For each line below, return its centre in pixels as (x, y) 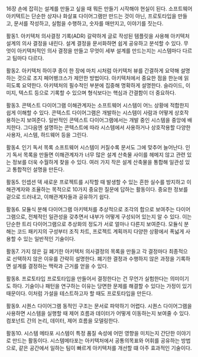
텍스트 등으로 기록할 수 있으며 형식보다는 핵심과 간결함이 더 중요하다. (97, 93)
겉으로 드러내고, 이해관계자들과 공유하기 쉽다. (58, 197)
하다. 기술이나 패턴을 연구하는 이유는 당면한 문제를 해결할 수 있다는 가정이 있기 (102, 286)
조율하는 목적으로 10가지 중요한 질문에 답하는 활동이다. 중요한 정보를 (110, 189)
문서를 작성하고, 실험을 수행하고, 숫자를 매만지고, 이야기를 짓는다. (89, 23)
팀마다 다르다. (28, 58)
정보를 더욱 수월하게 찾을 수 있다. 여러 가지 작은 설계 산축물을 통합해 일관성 (98, 162)
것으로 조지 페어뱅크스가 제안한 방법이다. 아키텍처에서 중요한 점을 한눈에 (100, 78)
